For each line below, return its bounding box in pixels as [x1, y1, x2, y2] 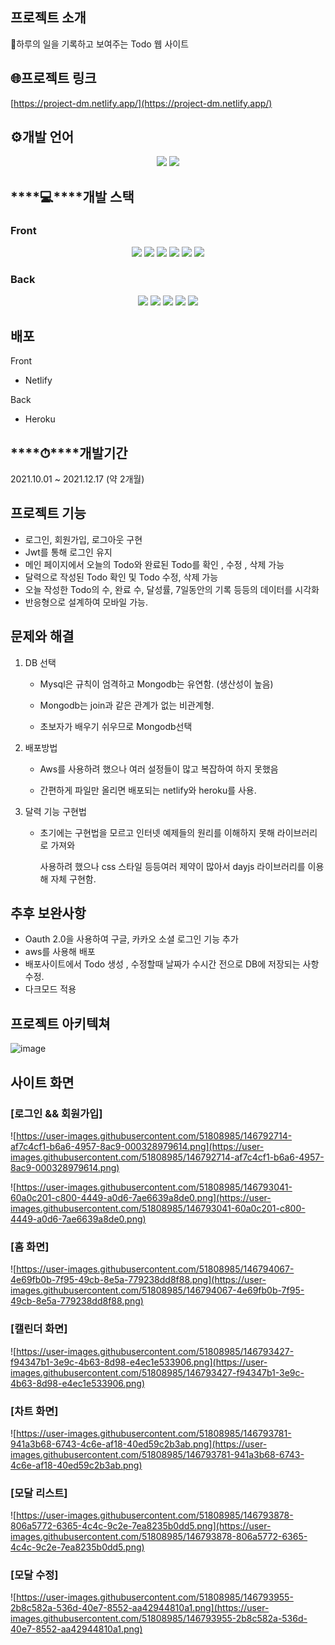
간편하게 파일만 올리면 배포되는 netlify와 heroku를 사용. [39, 784, 257, 796]
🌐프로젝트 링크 [10, 70, 97, 87]
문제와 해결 [10, 628, 75, 645]
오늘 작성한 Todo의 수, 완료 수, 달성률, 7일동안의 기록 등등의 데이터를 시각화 [24, 583, 320, 595]
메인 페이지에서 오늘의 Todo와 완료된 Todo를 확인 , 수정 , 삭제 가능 [24, 558, 285, 570]
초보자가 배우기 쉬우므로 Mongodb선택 [39, 720, 193, 732]
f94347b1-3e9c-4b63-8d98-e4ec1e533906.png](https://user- [10, 1356, 268, 1368]
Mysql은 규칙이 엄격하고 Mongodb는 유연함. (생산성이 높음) [39, 678, 274, 690]
